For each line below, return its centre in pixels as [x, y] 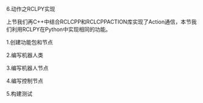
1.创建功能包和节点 [30, 42]
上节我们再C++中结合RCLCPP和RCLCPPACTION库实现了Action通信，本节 [99, 22]
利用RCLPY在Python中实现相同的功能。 [61, 29]
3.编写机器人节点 [27, 68]
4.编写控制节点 [25, 81]
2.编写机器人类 [25, 55]
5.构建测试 [19, 94]
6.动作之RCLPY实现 [31, 9]
